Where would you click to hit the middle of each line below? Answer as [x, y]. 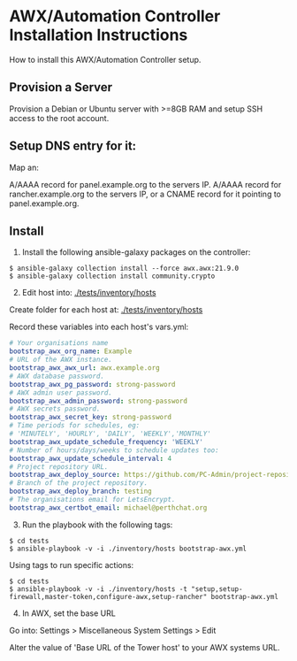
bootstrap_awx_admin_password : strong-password [99, 401]
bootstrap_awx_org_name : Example [71, 351]
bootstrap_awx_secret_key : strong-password [91, 418]
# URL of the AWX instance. [61, 360]
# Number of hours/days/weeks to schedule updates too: [114, 450]
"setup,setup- [217, 589]
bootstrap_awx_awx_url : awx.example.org [85, 368]
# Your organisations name [59, 343]
